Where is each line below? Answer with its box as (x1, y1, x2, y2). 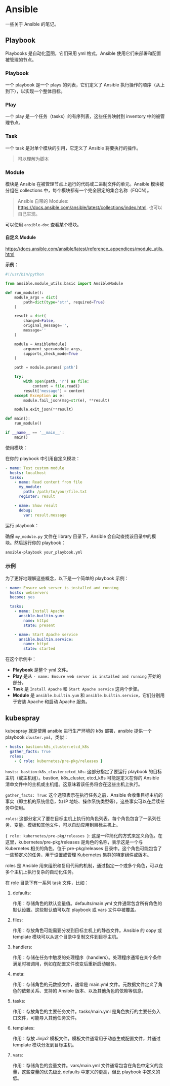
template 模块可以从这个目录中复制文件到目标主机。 (12, 933, 121, 940)
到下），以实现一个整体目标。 (5, 88, 65, 95)
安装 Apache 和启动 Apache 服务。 (17, 699, 90, 705)
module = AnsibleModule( (14, 342, 67, 347)
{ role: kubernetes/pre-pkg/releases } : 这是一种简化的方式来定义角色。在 (5, 832, 163, 838)
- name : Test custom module (5, 465, 65, 471)
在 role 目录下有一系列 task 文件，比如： (5, 880, 90, 886)
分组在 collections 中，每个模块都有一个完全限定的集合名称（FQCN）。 (5, 187, 152, 193)
